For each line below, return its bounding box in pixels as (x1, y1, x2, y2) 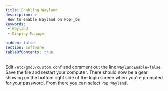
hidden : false (5, 40, 35, 46)
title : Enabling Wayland (5, 7, 58, 13)
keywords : (5, 21, 26, 27)
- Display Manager (7, 31, 47, 36)
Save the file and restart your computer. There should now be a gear (5, 69, 148, 75)
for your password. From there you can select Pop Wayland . (5, 80, 128, 86)
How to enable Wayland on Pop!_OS (7, 17, 80, 22)
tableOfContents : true (5, 49, 53, 55)
